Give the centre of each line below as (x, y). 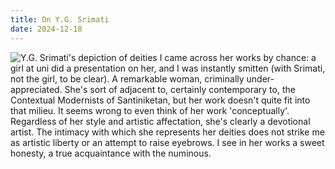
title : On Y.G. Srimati (60, 19)
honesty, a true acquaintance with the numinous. (111, 153)
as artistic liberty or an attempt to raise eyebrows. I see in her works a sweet (167, 142)
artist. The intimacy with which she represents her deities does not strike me (167, 132)
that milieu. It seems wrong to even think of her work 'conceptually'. (150, 110)
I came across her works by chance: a (238, 57)
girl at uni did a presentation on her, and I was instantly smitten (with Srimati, (168, 68)
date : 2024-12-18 (46, 29)
